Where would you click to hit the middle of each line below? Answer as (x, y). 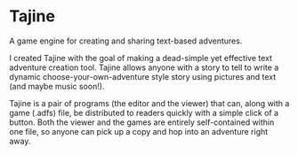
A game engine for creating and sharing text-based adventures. (126, 41)
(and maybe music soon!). (57, 86)
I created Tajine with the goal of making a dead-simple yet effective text (141, 58)
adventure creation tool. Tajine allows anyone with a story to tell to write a (144, 67)
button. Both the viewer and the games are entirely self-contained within (142, 122)
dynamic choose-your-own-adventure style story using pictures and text (143, 76)
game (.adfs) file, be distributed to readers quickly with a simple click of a (144, 112)
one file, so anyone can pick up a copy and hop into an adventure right (139, 131)
